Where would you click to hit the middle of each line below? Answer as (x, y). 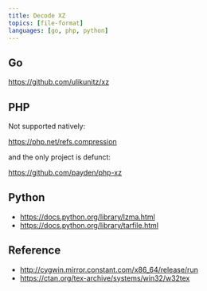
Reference (35, 251)
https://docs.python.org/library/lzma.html (87, 217)
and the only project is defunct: (60, 157)
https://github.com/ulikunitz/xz (59, 82)
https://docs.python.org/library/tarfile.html (89, 225)
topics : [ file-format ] (46, 23)
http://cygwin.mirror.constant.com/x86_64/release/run (109, 269)
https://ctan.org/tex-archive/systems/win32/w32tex (105, 278)
